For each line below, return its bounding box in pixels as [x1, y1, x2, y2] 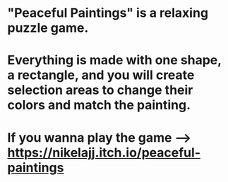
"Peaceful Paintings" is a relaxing [7, 5, 209, 21]
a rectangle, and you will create [7, 67, 195, 83]
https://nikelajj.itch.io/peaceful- [7, 145, 201, 160]
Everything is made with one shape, [7, 52, 222, 68]
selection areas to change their [7, 83, 193, 98]
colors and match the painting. [7, 97, 191, 114]
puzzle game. [7, 20, 89, 36]
